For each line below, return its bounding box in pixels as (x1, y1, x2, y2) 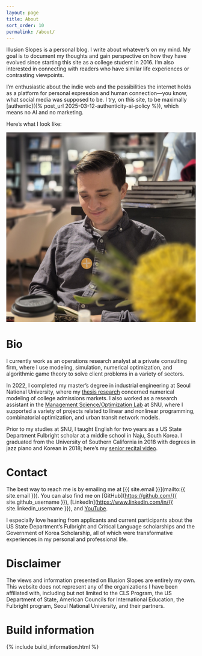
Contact (6, 466, 47, 480)
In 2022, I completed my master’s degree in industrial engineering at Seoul (6, 382, 191, 389)
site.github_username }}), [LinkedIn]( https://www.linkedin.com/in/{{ (6, 498, 173, 506)
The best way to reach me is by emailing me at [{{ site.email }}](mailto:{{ (6, 486, 185, 493)
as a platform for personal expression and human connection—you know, (6, 90, 188, 97)
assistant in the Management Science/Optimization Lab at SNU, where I (6, 401, 183, 409)
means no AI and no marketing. (6, 109, 84, 116)
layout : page (6, 10, 39, 16)
